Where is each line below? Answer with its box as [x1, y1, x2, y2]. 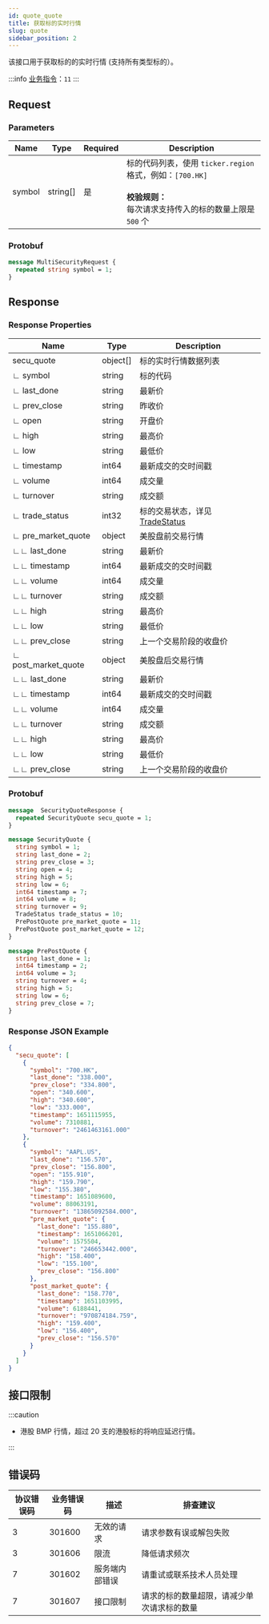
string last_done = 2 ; [15, 851, 91, 859]
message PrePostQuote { [8, 947, 88, 955]
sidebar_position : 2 [8, 34, 78, 42]
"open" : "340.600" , [29, 1089, 94, 1097]
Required [83, 142, 119, 153]
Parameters [8, 122, 54, 133]
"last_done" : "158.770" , [37, 1289, 120, 1298]
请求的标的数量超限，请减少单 [141, 1590, 255, 1602]
